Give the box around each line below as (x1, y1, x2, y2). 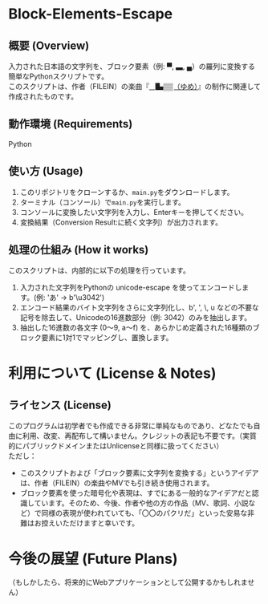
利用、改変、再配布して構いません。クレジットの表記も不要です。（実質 (22, 431, 257, 441)
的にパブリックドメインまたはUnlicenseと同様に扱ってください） (8, 441, 224, 451)
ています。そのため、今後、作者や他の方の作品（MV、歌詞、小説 (34, 498, 249, 508)
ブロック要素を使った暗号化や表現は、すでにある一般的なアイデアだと (19, 488, 253, 498)
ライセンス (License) (8, 399, 112, 412)
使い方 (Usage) (8, 164, 83, 178)
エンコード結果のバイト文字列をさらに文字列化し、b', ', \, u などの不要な (19, 302, 259, 313)
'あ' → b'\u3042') (47, 293, 105, 302)
